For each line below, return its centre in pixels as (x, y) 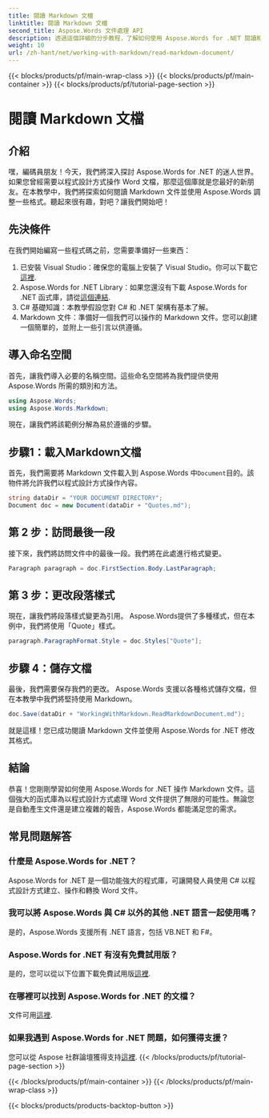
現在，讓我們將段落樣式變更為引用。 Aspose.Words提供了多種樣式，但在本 (132, 616)
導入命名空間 (40, 355)
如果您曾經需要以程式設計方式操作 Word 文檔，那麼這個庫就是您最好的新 (128, 182)
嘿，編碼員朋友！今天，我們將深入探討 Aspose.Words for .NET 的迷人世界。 (133, 172)
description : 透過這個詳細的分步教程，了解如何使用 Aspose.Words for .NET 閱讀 (132, 38)
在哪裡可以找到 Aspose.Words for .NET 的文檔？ (102, 996)
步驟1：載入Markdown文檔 (75, 452)
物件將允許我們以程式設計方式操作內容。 (75, 483)
